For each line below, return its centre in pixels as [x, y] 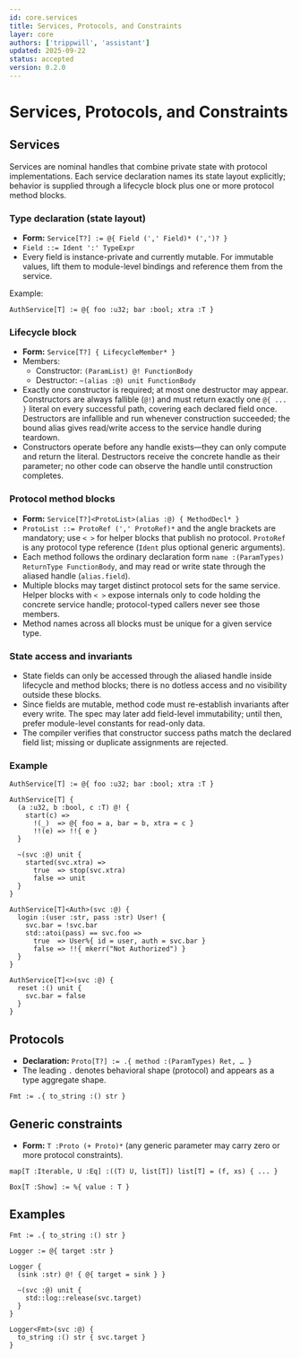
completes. [43, 475]
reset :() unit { [50, 988]
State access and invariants [71, 656]
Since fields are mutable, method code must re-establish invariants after [155, 704]
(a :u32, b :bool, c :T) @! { [73, 808]
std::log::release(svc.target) [84, 1298]
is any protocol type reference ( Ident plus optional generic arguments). [154, 547]
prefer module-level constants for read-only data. [114, 724]
